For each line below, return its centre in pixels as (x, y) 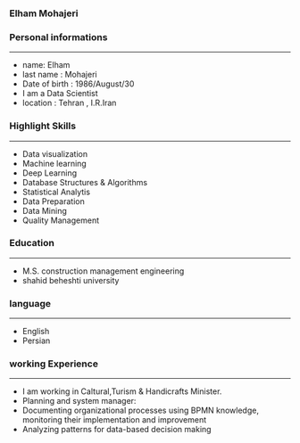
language (30, 303)
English (36, 332)
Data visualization (55, 153)
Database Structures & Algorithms (85, 182)
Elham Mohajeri (44, 13)
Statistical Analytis (56, 192)
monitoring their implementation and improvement (114, 420)
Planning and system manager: (79, 401)
